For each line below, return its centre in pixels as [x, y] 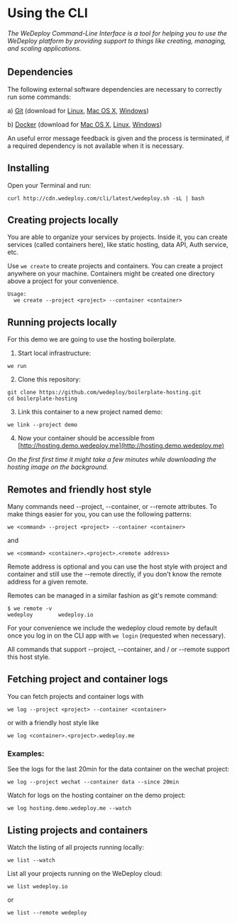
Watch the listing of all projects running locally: [76, 847]
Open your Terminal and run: [49, 185]
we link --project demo [43, 425]
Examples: [26, 754]
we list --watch [31, 860]
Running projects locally [62, 322]
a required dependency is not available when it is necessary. [96, 146]
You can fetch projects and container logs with [76, 696]
